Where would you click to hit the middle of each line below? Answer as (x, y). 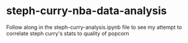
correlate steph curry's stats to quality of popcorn (68, 33)
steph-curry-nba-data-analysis (87, 11)
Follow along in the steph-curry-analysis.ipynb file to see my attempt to (94, 27)
